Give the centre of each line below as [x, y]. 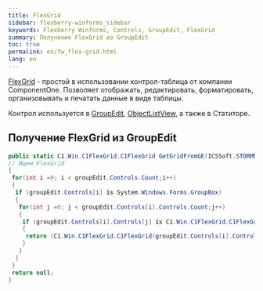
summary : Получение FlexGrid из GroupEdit [78, 37]
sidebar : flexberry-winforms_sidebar [70, 23]
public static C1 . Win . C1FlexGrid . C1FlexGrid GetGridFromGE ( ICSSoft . [122, 156]
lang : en [22, 60]
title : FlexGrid [34, 15]
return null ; [33, 273]
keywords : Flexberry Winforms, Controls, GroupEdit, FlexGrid [112, 30]
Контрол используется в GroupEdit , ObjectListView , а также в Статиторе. [129, 113]
